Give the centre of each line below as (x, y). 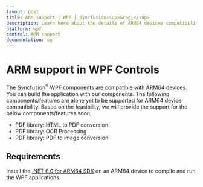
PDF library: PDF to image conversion (62, 138)
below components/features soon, (49, 113)
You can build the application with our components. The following (88, 93)
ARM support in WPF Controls (83, 70)
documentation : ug (29, 40)
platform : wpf (24, 29)
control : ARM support (34, 34)
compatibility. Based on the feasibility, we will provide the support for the (97, 107)
